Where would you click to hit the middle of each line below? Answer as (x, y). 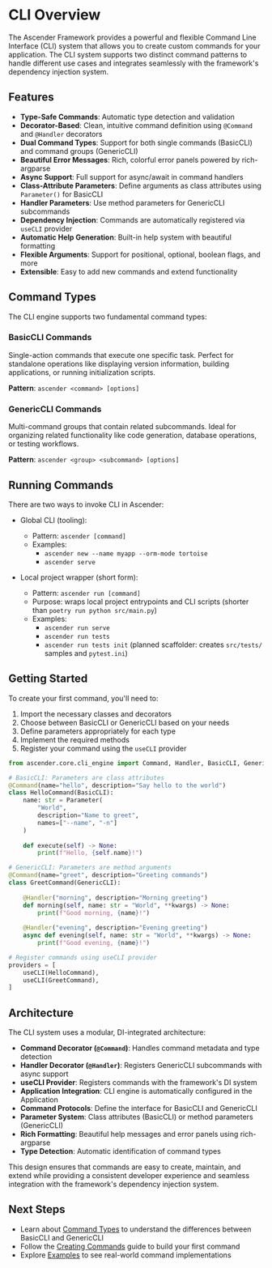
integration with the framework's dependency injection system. (114, 1185)
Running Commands (61, 485)
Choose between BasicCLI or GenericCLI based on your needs (125, 722)
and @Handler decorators (61, 134)
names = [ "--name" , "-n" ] (77, 823)
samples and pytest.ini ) (86, 653)
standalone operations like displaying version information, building (119, 364)
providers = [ (32, 965)
